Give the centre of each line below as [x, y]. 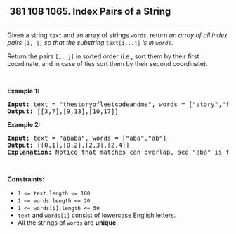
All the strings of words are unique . [67, 222]
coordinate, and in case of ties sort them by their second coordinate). [108, 63]
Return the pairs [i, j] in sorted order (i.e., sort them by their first [103, 56]
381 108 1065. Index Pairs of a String [90, 12]
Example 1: [24, 91]
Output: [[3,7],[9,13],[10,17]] [63, 111]
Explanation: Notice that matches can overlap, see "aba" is [115, 152]
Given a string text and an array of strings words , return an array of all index [118, 35]
